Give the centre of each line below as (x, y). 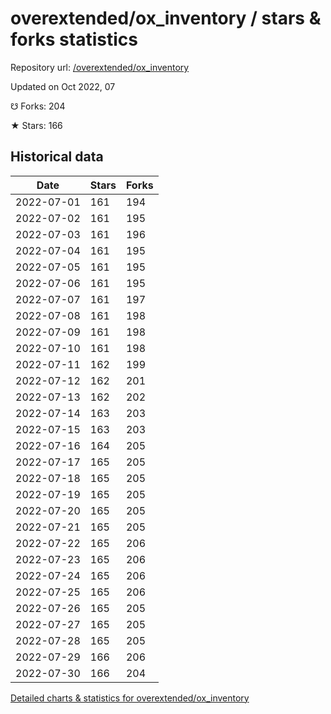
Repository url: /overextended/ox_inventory (100, 67)
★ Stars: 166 (36, 125)
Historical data (57, 157)
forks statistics (74, 39)
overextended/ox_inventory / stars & (166, 18)
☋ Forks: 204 (38, 106)
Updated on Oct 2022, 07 (63, 86)
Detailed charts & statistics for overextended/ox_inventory (130, 698)
